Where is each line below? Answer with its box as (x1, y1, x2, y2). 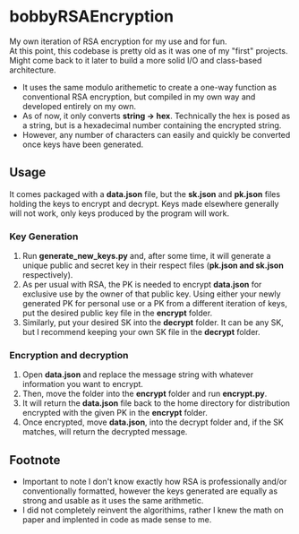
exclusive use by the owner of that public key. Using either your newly (21, 289, 281, 299)
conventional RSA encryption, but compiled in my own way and (21, 91, 256, 102)
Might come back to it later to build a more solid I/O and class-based (9, 55, 262, 65)
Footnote (9, 452, 61, 468)
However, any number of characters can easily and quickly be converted (21, 129, 291, 140)
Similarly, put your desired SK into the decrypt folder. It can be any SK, (21, 317, 284, 328)
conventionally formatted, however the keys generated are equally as (21, 486, 278, 496)
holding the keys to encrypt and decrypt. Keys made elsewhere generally (9, 198, 279, 209)
